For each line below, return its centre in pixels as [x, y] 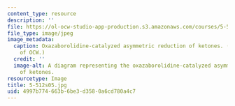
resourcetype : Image [37, 78]
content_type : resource [42, 14]
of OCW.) [33, 53]
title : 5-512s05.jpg [37, 85]
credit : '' [29, 59]
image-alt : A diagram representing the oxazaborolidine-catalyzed [112, 66]
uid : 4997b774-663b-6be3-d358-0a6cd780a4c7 [72, 91]
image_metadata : [31, 40]
